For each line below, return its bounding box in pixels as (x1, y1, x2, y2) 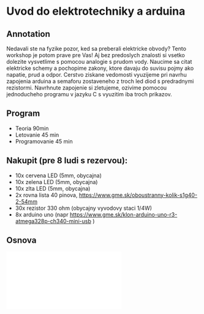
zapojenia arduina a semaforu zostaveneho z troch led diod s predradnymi (6, 78, 194, 85)
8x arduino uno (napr (15, 210, 69, 218)
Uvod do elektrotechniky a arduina (6, 4, 186, 18)
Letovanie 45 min (15, 131, 59, 139)
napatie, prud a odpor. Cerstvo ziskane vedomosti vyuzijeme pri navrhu (6, 71, 187, 78)
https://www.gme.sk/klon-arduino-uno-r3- (69, 210, 178, 218)
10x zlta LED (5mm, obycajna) (15, 185, 91, 192)
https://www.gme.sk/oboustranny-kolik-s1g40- (78, 191, 198, 199)
